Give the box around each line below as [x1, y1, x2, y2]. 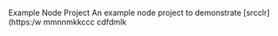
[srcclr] [242, 8, 270, 18]
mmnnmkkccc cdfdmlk [43, 17, 127, 27]
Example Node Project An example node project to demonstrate [8, 8, 242, 18]
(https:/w [8, 17, 42, 27]
